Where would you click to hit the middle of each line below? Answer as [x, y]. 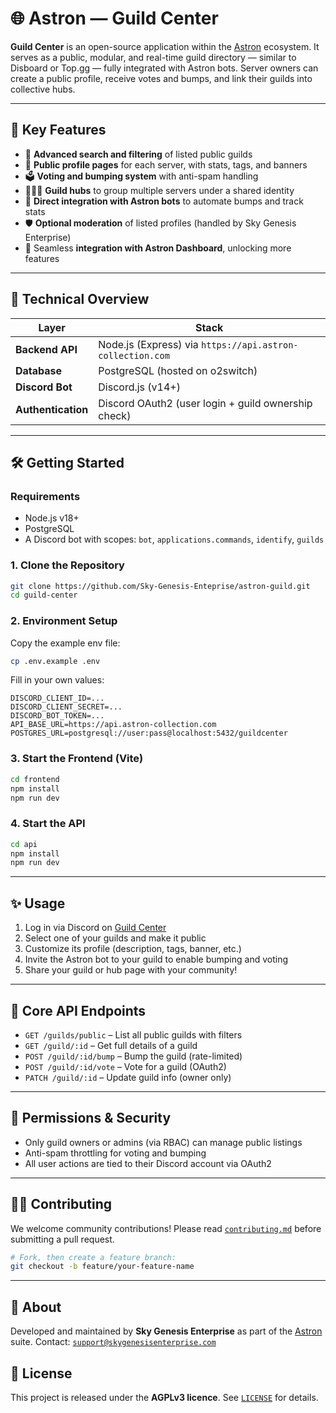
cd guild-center [44, 595]
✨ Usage [38, 903]
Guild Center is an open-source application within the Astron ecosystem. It [165, 46]
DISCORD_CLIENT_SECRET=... [66, 707]
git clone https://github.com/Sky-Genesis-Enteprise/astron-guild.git [160, 586]
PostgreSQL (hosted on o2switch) [178, 370]
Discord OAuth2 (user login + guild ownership [205, 403]
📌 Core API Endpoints [78, 1010]
